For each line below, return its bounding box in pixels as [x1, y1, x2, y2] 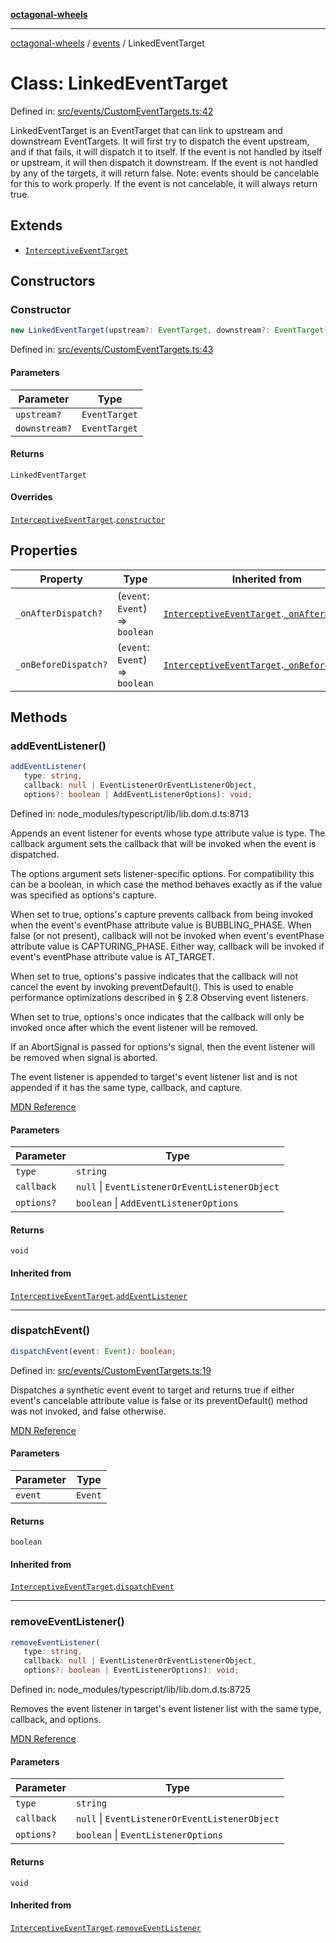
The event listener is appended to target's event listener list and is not [10, 1070, 298, 1083]
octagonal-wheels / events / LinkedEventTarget [10, 37, 205, 49]
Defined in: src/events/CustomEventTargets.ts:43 [10, 344, 214, 356]
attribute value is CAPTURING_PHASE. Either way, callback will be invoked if [10, 940, 325, 952]
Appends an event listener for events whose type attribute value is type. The [10, 827, 326, 839]
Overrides [10, 491, 53, 503]
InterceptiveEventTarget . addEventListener [10, 1289, 188, 1301]
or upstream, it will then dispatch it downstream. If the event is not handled [10, 156, 319, 168]
